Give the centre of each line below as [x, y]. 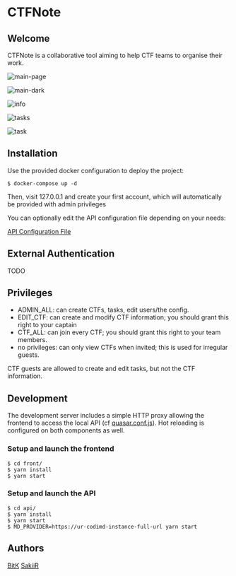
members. [32, 340]
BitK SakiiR [23, 565]
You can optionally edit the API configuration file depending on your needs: [117, 218]
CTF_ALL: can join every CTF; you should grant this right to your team [119, 332]
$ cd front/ [25, 464]
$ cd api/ [22, 508]
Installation [33, 154]
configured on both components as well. [66, 430]
